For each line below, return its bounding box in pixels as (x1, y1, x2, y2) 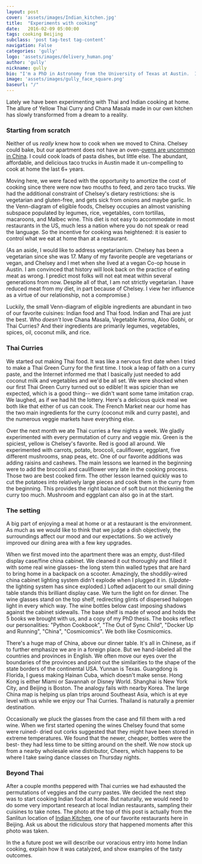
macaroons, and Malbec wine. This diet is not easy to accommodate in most (6, 215, 195, 223)
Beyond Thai (6, 769, 44, 777)
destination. (6, 704, 35, 711)
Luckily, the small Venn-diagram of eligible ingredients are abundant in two (6, 303, 192, 311)
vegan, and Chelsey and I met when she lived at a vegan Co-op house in (6, 259, 186, 267)
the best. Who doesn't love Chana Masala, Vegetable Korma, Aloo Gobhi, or (6, 316, 194, 323)
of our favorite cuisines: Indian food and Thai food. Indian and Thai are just (6, 310, 191, 317)
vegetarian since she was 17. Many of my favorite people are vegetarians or (6, 253, 194, 260)
